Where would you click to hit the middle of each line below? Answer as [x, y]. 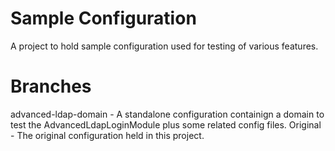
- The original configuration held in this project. [107, 135]
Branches [51, 86]
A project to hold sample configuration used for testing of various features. [164, 46]
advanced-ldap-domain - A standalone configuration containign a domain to [167, 114]
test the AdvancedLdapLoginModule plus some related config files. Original [166, 124]
